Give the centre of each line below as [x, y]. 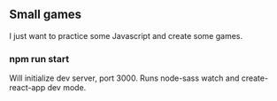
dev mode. [67, 88]
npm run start [39, 58]
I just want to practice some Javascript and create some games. [126, 35]
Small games [46, 15]
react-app [27, 88]
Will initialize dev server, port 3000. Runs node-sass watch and [124, 78]
